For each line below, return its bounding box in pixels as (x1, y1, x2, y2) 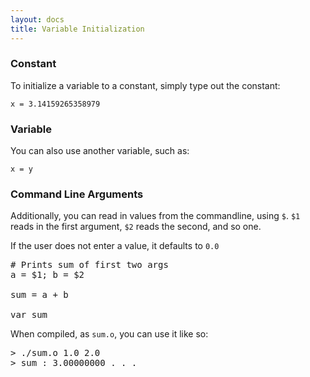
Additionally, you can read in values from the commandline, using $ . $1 (10, 210, 301, 222)
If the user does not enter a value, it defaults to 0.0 (10, 240, 220, 252)
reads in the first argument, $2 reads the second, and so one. (10, 221, 262, 233)
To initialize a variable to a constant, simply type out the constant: (10, 79, 281, 91)
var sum (10, 309, 48, 321)
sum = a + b (10, 289, 69, 301)
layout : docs (10, 14, 65, 25)
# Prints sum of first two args (10, 259, 169, 271)
